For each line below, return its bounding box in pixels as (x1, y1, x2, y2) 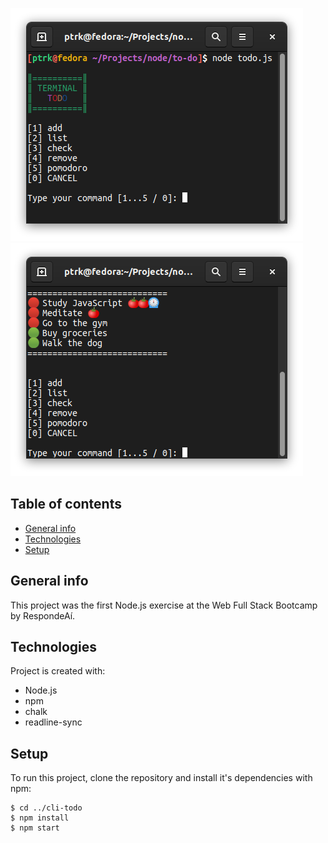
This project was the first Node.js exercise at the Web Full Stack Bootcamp (10, 599, 318, 611)
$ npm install (10, 813, 70, 823)
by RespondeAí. (10, 609, 76, 622)
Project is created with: (10, 665, 106, 677)
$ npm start (10, 823, 60, 833)
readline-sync (24, 716, 83, 728)
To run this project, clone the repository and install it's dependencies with (10, 772, 313, 784)
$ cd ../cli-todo (10, 803, 83, 813)
